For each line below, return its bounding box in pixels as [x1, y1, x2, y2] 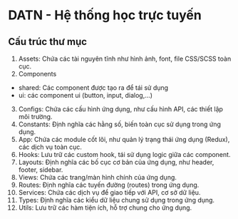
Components [18, 70, 57, 78]
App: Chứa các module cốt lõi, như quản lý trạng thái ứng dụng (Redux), [18, 136, 230, 143]
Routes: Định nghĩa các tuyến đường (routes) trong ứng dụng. [18, 180, 200, 189]
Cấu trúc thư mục [8, 36, 88, 48]
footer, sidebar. [18, 165, 63, 174]
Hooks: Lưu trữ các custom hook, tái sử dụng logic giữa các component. [18, 151, 231, 158]
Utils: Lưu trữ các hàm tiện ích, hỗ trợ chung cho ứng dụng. [18, 203, 192, 212]
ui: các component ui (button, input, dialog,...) [18, 91, 152, 99]
